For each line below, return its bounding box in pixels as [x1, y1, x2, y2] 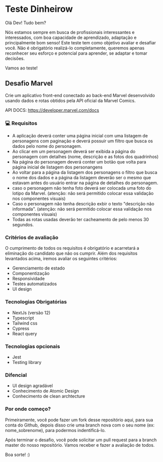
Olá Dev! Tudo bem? [5, 20, 47, 26]
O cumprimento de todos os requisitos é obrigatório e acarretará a [5, 245, 139, 251]
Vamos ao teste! [5, 65, 38, 71]
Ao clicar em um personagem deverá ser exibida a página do [12, 149, 136, 155]
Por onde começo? [5, 405, 51, 412]
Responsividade [12, 276, 45, 282]
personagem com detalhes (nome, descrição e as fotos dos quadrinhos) [12, 154, 159, 160]
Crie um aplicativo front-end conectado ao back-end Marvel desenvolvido [5, 92, 155, 98]
